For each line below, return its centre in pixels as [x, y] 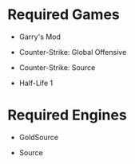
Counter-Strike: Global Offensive [73, 52]
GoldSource [39, 137]
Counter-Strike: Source [57, 67]
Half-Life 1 [36, 83]
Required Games [64, 15]
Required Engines [67, 115]
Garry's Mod [40, 37]
